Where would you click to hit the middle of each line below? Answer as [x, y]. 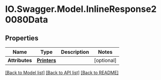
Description [75, 52]
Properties [22, 38]
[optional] [105, 60]
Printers [47, 60]
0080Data [27, 20]
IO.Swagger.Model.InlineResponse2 [81, 9]
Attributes [20, 60]
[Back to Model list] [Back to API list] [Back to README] [62, 73]
